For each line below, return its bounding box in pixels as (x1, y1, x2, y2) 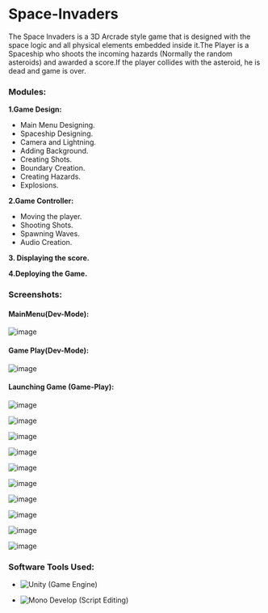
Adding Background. (19, 146, 89, 156)
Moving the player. (19, 212, 82, 222)
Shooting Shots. (19, 220, 74, 230)
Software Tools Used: (8, 561, 95, 573)
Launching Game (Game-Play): (8, 382, 115, 392)
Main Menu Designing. (19, 120, 95, 130)
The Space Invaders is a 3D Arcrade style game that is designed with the (8, 32, 251, 41)
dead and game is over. (8, 66, 86, 75)
